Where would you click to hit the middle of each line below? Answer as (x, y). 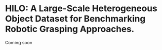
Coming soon (19, 42)
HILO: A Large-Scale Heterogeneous (81, 8)
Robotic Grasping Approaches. (70, 29)
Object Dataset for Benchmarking (75, 19)
